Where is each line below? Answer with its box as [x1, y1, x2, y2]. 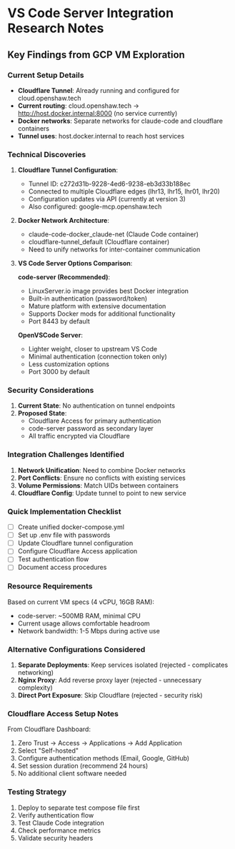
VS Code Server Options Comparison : [17, 259, 133, 268]
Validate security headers [17, 833, 94, 842]
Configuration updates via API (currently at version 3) [28, 195, 186, 204]
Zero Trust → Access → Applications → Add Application [17, 739, 182, 748]
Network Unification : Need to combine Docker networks [17, 466, 186, 474]
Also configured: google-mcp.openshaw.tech [28, 202, 162, 211]
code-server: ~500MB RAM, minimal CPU [17, 611, 141, 620]
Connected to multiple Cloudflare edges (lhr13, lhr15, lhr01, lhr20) [28, 187, 220, 196]
